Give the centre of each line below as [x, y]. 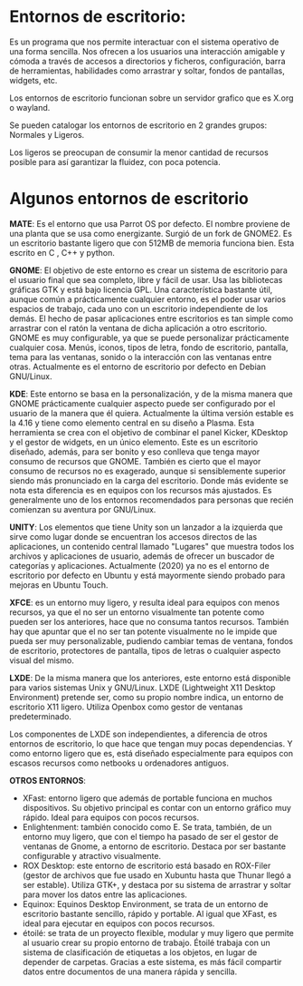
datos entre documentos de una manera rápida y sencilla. [130, 971]
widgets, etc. [33, 80]
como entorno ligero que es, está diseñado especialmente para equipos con [151, 753]
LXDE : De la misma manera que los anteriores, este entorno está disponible [150, 678]
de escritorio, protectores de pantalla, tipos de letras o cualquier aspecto [145, 650]
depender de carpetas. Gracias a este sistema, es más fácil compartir [152, 962]
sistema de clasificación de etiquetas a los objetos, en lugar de [140, 952]
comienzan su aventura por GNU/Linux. [83, 509]
